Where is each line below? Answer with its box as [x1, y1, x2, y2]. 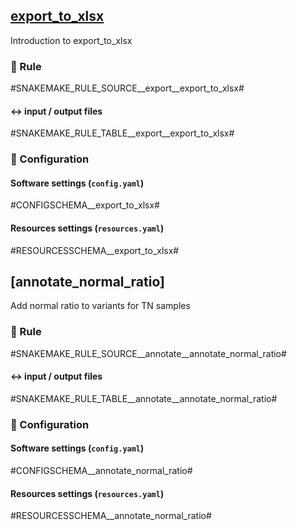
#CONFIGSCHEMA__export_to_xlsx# [10, 199, 160, 211]
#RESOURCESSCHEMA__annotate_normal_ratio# [10, 510, 212, 522]
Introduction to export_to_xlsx [10, 34, 133, 46]
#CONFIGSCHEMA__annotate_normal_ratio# [10, 465, 193, 477]
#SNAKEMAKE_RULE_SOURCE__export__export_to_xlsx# [10, 82, 245, 94]
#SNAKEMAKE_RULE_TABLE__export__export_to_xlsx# [10, 127, 235, 139]
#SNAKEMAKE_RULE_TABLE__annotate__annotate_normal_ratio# [10, 392, 278, 404]
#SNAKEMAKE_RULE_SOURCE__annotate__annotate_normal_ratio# [10, 347, 287, 359]
